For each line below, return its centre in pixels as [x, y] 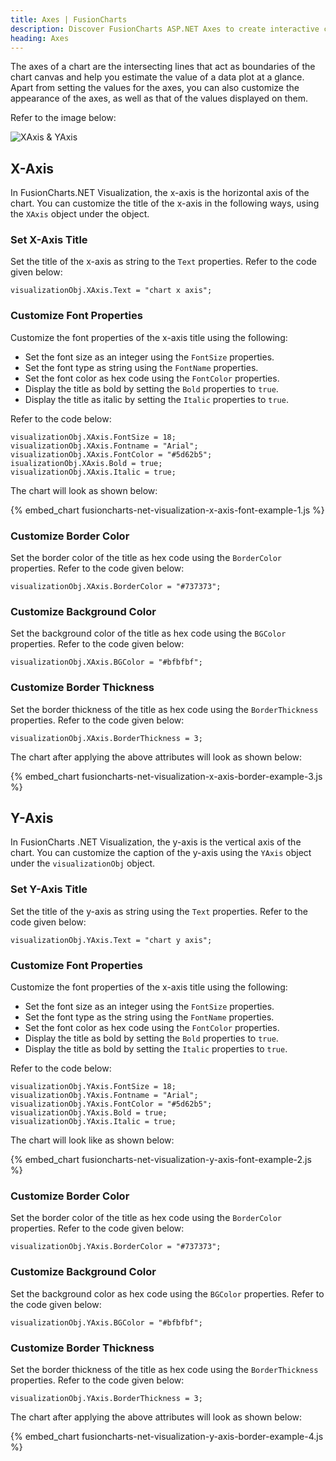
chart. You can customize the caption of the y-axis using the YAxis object [161, 853]
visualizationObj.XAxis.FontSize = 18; [93, 437]
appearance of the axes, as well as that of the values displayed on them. [159, 98]
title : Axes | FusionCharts [69, 19]
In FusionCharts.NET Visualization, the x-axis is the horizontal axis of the [160, 193]
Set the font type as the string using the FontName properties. [149, 1017]
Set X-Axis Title [49, 240]
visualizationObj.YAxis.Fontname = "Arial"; [104, 1096]
